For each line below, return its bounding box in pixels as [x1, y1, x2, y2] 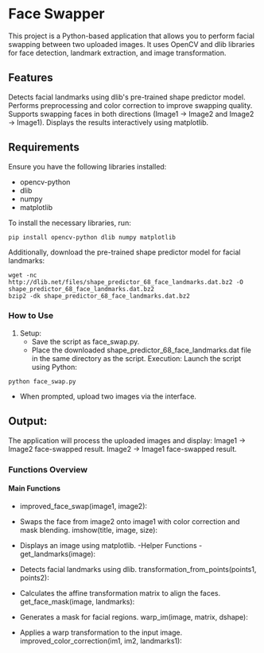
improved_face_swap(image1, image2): [19, 501, 148, 511]
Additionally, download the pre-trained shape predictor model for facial [8, 247, 241, 257]
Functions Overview [8, 464, 88, 475]
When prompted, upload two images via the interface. [19, 391, 197, 401]
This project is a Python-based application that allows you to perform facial [8, 31, 254, 41]
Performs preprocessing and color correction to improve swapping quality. [8, 100, 253, 110]
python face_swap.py [8, 377, 77, 386]
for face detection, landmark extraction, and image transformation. [8, 48, 227, 57]
